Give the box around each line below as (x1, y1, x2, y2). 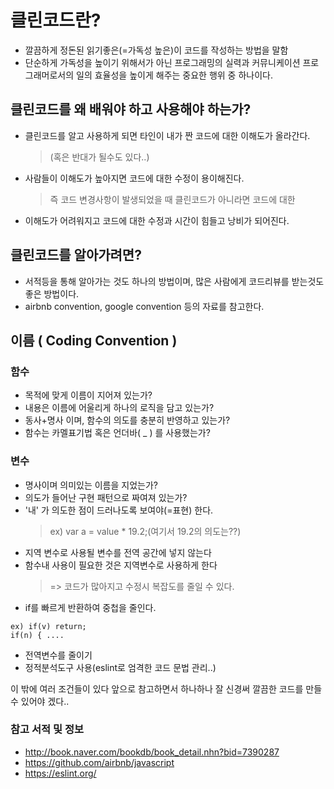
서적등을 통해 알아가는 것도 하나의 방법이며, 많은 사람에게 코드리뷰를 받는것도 (24, 275, 325, 287)
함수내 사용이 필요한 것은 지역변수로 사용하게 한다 (24, 559, 218, 571)
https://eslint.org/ (24, 767, 97, 779)
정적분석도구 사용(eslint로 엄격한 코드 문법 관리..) (24, 661, 217, 673)
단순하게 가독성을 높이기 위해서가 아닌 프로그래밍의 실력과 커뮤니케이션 (24, 56, 301, 68)
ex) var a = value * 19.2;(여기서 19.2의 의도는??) (49, 525, 242, 537)
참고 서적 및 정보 (10, 722, 84, 736)
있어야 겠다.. (20, 695, 70, 707)
